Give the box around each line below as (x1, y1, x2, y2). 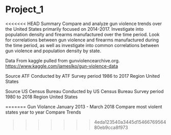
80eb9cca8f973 (94, 124, 129, 130)
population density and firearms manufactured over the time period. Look (5, 31, 160, 37)
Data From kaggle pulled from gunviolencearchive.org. (5, 57, 120, 63)
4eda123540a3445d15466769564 (94, 119, 166, 125)
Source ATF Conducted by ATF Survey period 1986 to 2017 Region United (5, 73, 160, 79)
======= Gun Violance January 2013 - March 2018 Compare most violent (5, 103, 162, 109)
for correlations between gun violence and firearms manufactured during (5, 37, 159, 43)
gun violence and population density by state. (5, 48, 102, 54)
